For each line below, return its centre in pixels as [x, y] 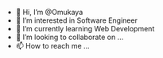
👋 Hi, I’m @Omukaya [49, 12]
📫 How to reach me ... [52, 46]
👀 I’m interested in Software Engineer [76, 20]
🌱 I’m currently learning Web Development [85, 29]
